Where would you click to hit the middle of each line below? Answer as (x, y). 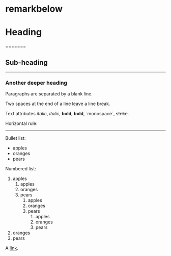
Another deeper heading (36, 83)
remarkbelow (34, 9)
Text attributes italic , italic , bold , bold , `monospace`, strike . (67, 114)
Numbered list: (21, 169)
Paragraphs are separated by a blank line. (49, 94)
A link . (12, 248)
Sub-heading (27, 62)
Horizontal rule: (21, 123)
